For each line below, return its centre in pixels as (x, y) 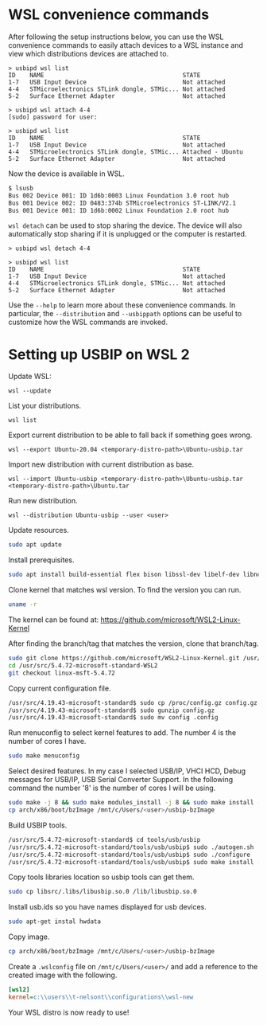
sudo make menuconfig (44, 756)
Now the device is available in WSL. (66, 174)
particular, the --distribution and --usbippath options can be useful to (125, 314)
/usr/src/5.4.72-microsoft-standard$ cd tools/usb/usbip (104, 839)
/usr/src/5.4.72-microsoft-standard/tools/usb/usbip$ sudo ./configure (129, 855)
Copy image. (29, 937)
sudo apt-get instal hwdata (55, 921)
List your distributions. (45, 406)
